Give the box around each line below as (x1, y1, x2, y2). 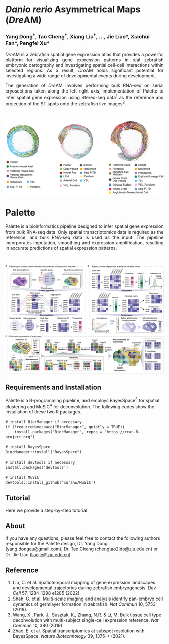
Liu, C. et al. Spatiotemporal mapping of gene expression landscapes (12, 579, 156, 585)
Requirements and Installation (5, 383, 102, 392)
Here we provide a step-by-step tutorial (5, 507, 87, 513)
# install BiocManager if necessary (5, 420, 82, 425)
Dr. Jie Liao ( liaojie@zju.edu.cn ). (5, 551, 72, 557)
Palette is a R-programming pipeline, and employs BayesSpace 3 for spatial (5, 396, 160, 403)
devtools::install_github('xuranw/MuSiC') (5, 480, 96, 485)
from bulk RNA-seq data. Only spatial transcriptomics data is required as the (5, 229, 164, 235)
